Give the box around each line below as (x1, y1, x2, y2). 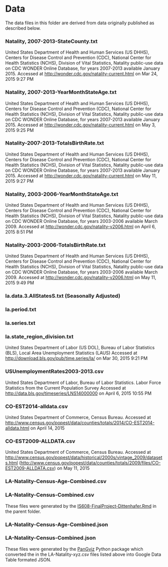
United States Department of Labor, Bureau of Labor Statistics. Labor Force (5, 380, 161, 386)
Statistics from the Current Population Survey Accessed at (5, 385, 126, 391)
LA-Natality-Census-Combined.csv (5, 491, 95, 498)
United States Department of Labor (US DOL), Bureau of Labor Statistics (5, 345, 155, 351)
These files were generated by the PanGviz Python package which (5, 546, 143, 552)
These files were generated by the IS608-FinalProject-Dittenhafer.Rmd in (5, 503, 157, 509)
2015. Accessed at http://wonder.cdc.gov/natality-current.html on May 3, (5, 122, 156, 128)
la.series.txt (5, 319, 36, 326)
